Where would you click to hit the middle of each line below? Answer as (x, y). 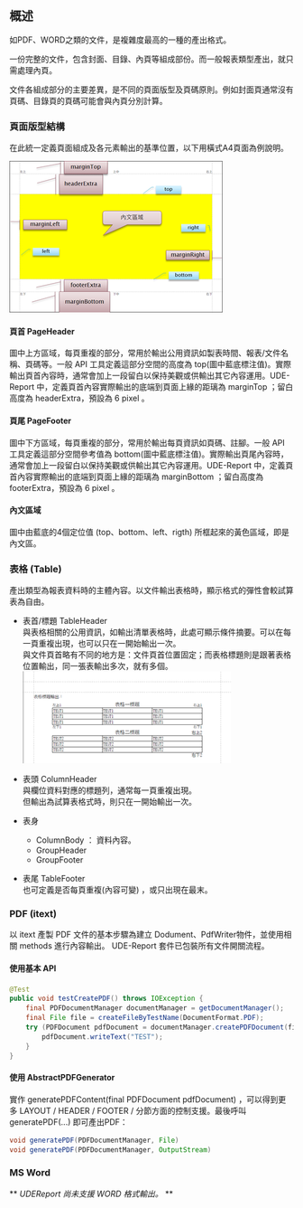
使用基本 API (33, 968)
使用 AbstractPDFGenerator (62, 1078)
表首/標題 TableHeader (65, 621)
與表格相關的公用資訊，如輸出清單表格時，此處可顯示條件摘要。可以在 (153, 632)
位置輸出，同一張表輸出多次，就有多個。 (97, 666)
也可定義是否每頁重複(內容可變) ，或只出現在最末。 (117, 890)
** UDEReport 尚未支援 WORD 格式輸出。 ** (92, 1194)
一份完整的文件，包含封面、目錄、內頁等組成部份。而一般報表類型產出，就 (147, 59)
